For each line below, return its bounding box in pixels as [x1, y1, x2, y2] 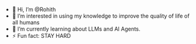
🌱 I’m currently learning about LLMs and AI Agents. [12, 25, 140, 32]
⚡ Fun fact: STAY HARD [12, 32, 71, 39]
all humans [12, 19, 40, 26]
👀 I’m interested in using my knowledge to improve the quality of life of [12, 12, 190, 20]
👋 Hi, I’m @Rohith [12, 6, 56, 13]
